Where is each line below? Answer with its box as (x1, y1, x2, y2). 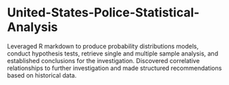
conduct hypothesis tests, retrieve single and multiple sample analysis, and (7, 49, 219, 58)
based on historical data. (7, 71, 77, 80)
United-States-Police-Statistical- (7, 5, 200, 21)
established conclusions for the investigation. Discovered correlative (7, 56, 200, 64)
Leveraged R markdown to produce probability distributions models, (7, 42, 199, 50)
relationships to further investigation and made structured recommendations (7, 64, 222, 72)
